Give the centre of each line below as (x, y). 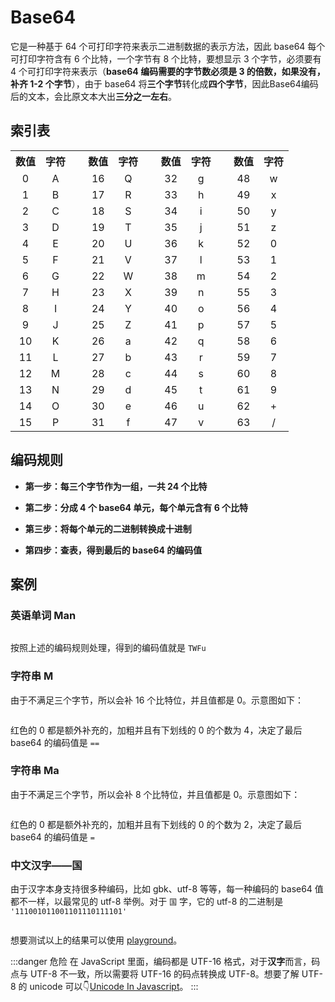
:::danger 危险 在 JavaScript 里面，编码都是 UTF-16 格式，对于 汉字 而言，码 (165, 962)
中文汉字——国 (46, 865)
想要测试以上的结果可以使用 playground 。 (96, 940)
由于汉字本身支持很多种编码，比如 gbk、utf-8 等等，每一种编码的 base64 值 (167, 889)
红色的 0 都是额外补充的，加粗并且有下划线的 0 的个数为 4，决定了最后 (156, 730)
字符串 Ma (35, 771)
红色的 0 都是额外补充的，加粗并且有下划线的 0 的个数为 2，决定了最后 (156, 824)
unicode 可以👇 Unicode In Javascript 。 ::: (114, 987)
